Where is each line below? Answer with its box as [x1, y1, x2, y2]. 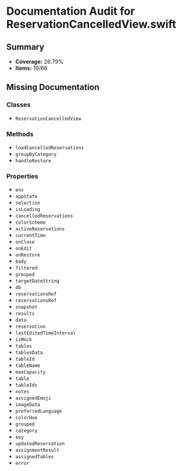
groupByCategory [15, 151, 57, 157]
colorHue [15, 415, 38, 421]
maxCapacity [15, 369, 46, 375]
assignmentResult [15, 447, 60, 454]
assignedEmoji [15, 395, 51, 402]
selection [15, 200, 41, 206]
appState [15, 194, 38, 200]
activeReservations [15, 226, 65, 232]
